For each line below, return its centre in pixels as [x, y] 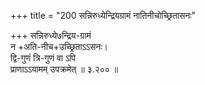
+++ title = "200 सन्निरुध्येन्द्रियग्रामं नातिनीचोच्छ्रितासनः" [103, 15]
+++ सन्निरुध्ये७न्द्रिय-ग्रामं [51, 35]
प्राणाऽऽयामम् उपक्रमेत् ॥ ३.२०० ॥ [64, 69]
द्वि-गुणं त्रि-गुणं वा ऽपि [43, 58]
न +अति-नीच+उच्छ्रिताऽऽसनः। [59, 46]
